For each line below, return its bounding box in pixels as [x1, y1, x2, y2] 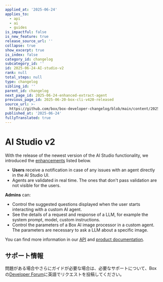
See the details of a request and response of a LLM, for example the [12, 212, 148, 217]
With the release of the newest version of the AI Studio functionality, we [5, 152, 148, 158]
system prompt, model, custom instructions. [12, 216, 100, 222]
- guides [9, 25, 27, 30]
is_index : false [5, 52, 38, 57]
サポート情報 [5, 251, 44, 260]
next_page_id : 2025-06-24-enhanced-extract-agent [5, 93, 108, 98]
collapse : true [5, 43, 36, 48]
